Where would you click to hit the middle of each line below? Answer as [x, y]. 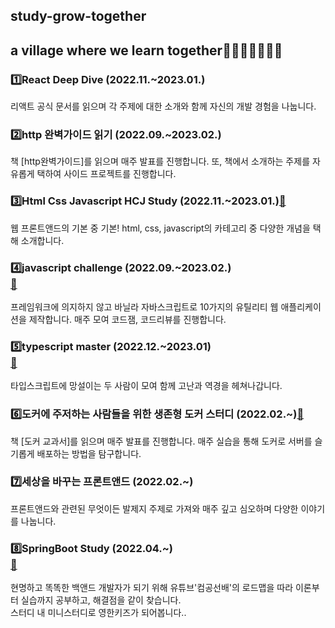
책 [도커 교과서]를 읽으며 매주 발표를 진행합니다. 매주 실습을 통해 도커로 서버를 [161, 441]
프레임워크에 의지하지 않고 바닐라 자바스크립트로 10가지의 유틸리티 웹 [144, 306]
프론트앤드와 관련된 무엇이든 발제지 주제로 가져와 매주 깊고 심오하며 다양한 [154, 508]
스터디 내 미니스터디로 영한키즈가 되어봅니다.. [98, 613]
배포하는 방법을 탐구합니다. [89, 453]
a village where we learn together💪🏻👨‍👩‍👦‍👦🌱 [146, 50]
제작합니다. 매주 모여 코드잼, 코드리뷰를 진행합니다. [127, 319]
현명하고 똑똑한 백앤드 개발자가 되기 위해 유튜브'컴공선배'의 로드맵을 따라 [152, 588]
